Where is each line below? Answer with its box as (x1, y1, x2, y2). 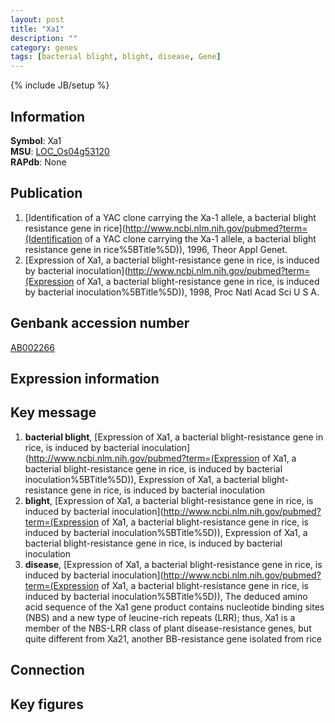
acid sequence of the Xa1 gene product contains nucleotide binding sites (24, 601, 325, 613)
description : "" (10, 33, 78, 43)
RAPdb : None (10, 156, 67, 168)
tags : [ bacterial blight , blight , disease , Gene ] (10, 52, 222, 62)
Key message (10, 404, 97, 421)
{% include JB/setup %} (10, 79, 110, 91)
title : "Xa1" (10, 24, 65, 34)
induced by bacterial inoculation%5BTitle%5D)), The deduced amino (24, 590, 308, 602)
